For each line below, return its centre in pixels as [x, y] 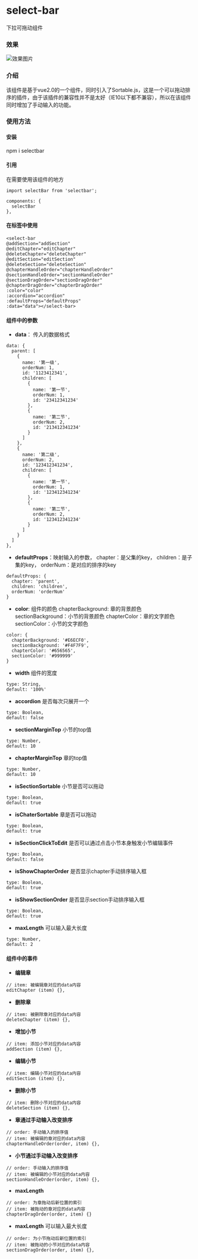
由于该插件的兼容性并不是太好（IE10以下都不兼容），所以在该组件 [112, 97]
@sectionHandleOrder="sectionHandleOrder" [60, 275]
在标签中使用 [22, 225]
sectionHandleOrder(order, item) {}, [53, 1180]
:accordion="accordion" [36, 296]
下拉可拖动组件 [24, 27]
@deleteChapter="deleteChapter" [46, 254]
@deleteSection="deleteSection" [46, 265]
